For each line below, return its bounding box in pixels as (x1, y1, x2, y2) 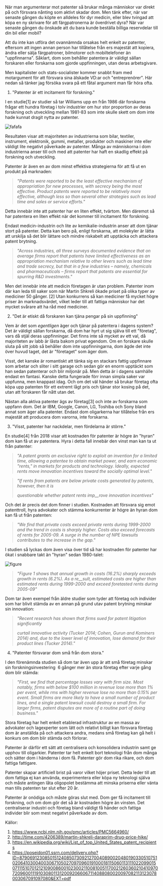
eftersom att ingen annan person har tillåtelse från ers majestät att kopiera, (5, 45, 155, 50)
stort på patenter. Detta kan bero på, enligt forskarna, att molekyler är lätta (5, 228, 154, 233)
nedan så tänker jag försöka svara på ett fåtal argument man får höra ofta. (5, 80, 153, 86)
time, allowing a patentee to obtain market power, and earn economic (17, 458, 157, 463)
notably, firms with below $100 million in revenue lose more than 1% (17, 684, 154, 690)
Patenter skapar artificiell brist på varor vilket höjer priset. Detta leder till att (5, 770, 156, 775)
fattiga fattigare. (5, 760, 37, 766)
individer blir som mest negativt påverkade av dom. (5, 810, 108, 816)
